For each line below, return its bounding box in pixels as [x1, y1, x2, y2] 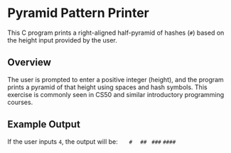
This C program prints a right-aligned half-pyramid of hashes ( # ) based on [7, 28, 225, 37]
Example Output [7, 118, 80, 130]
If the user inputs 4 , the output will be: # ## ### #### [7, 137, 176, 146]
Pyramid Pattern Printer [7, 5, 149, 21]
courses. [7, 98, 33, 106]
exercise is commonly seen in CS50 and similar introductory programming [7, 90, 225, 98]
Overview [7, 57, 52, 69]
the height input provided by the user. [7, 35, 117, 44]
